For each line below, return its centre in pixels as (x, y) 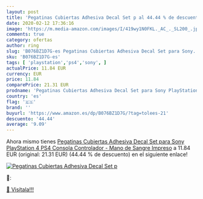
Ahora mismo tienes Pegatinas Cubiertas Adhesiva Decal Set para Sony (95, 142)
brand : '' (19, 107)
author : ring (23, 46)
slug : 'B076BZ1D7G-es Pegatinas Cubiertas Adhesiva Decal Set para (93, 51)
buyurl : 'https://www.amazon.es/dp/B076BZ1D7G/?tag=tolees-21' (88, 113)
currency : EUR (24, 74)
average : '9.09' (27, 125)
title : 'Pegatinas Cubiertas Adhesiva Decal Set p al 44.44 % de (90, 18)
